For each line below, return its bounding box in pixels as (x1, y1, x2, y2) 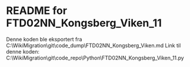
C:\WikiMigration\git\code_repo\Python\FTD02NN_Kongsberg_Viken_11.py (6, 54, 184, 61)
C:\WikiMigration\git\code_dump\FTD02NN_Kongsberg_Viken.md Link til (6, 42, 181, 49)
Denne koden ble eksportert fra (6, 36, 82, 43)
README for (6, 4, 68, 17)
